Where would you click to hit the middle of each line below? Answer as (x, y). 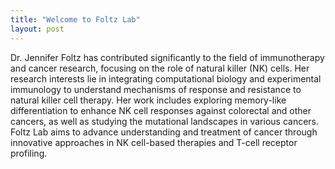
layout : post (37, 29)
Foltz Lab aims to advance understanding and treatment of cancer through (164, 132)
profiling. (29, 153)
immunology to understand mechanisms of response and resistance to (156, 89)
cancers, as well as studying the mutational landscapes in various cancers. (165, 121)
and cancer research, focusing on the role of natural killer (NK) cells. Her (160, 68)
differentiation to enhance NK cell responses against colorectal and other (161, 110)
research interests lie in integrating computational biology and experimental (166, 78)
